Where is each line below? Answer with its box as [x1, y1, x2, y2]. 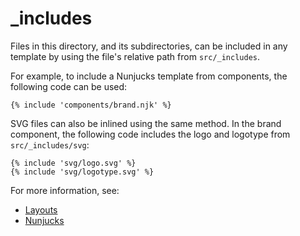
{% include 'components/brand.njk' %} [10, 100, 172, 110]
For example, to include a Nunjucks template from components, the [10, 70, 288, 82]
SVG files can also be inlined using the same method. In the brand [10, 117, 282, 129]
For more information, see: [10, 184, 120, 196]
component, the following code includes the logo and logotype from [10, 128, 291, 140]
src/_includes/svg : [10, 138, 90, 151]
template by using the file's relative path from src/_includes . [10, 50, 261, 62]
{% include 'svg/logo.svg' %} [10, 158, 137, 168]
